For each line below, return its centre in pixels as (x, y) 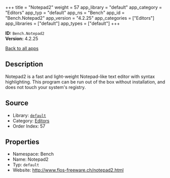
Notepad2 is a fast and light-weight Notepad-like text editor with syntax (80, 76)
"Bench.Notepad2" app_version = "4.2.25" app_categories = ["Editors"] (80, 18)
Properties (22, 142)
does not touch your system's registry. (46, 87)
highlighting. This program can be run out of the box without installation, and (85, 82)
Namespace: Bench (33, 154)
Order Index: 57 (29, 126)
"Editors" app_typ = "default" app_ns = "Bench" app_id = (65, 13)
